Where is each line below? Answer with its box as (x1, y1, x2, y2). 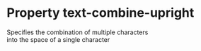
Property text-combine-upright (6, 5, 195, 21)
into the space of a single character (6, 35, 110, 43)
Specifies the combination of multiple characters (6, 28, 149, 36)
